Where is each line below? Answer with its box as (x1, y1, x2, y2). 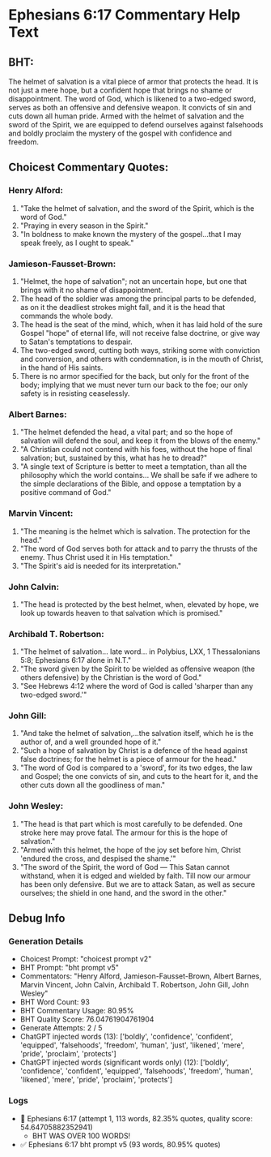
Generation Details (8, 935, 83, 947)
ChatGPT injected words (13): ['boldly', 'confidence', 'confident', (19, 1032, 234, 1042)
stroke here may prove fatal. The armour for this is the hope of (19, 828, 228, 837)
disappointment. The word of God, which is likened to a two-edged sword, (8, 94, 256, 103)
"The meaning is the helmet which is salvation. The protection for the (19, 526, 251, 536)
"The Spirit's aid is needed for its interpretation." (19, 561, 182, 570)
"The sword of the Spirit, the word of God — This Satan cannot (19, 862, 231, 871)
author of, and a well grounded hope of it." (19, 737, 162, 747)
